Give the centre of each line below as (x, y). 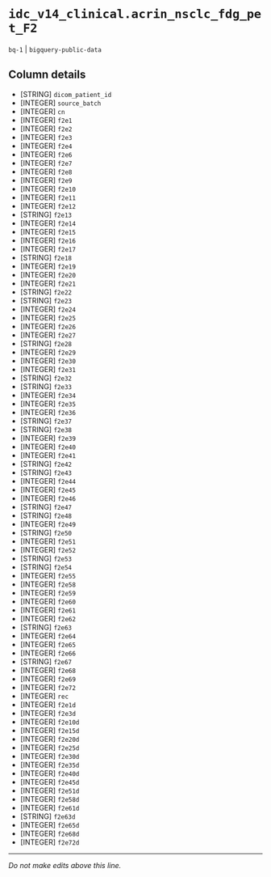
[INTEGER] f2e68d (50, 833)
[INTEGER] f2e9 (46, 180)
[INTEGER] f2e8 (46, 172)
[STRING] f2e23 (46, 300)
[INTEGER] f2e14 (48, 223)
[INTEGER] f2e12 (48, 205)
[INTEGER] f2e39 (48, 438)
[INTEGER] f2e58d (50, 799)
